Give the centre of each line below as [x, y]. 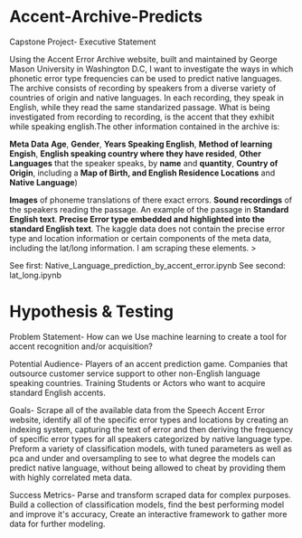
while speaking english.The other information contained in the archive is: [145, 126]
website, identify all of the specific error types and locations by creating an [149, 420]
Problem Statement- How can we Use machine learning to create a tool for [148, 336]
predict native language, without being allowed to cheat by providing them [148, 467]
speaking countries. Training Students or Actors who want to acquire [137, 382]
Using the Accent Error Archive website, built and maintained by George [143, 59]
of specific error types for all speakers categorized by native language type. [151, 439]
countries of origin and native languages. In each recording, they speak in [147, 98]
